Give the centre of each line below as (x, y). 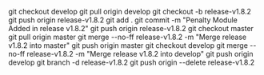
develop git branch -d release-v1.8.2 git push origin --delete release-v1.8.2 (132, 62)
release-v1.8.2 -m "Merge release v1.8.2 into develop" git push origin (140, 54)
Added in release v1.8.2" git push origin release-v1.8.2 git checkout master (131, 28)
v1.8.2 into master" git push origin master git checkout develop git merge (128, 45)
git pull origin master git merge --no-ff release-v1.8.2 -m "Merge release (128, 37)
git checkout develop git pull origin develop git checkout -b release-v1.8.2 (130, 12)
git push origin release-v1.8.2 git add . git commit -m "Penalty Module (123, 20)
